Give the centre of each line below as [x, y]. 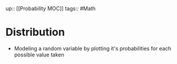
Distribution [35, 32]
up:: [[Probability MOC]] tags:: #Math [50, 9]
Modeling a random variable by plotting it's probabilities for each [93, 48]
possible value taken [39, 55]
